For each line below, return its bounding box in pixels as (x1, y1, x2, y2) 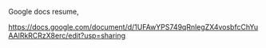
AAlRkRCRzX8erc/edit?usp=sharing (8, 31, 126, 40)
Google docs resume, (8, 7, 79, 16)
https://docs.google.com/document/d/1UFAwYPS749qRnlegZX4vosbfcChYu (8, 22, 259, 31)
